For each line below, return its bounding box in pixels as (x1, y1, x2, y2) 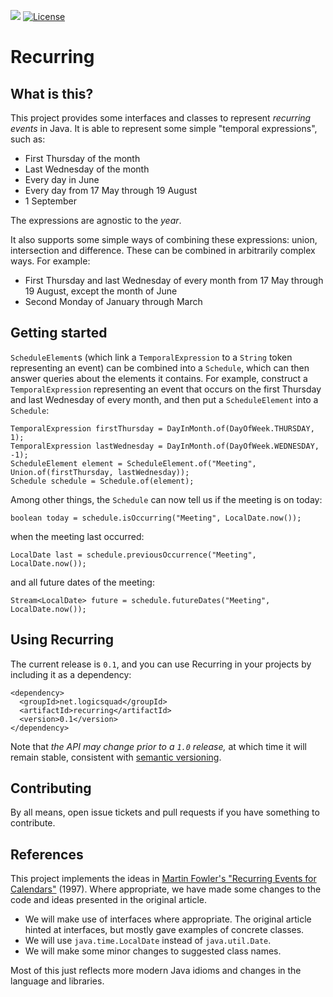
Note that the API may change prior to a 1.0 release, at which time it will (10, 740, 308, 752)
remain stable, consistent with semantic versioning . (10, 751, 222, 763)
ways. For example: (10, 255, 91, 267)
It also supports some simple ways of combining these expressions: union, (10, 234, 318, 245)
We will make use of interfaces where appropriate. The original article (24, 913, 312, 925)
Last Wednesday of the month (24, 163, 150, 175)
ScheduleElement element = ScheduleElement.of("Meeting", (10, 458, 257, 469)
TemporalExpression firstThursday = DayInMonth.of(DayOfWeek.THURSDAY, (10, 423, 315, 434)
